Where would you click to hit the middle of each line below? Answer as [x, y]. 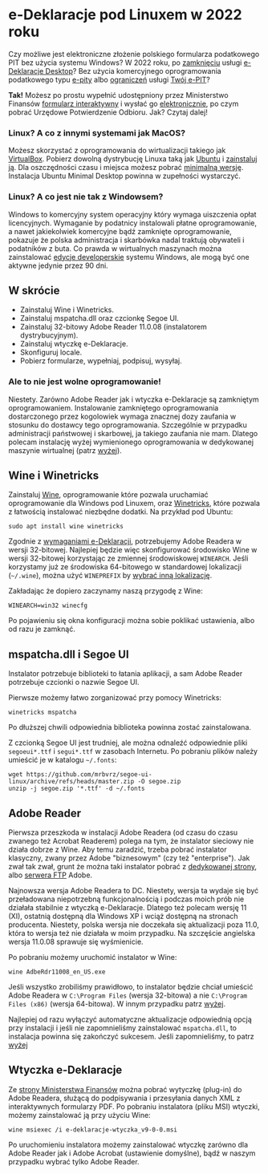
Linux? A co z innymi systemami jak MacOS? [97, 132]
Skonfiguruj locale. [51, 352]
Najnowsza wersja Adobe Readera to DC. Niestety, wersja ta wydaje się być [134, 891]
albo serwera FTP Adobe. [51, 875]
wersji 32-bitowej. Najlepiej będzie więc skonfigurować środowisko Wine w [133, 550]
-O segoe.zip [159, 782]
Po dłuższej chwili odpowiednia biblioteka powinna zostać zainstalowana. [130, 727]
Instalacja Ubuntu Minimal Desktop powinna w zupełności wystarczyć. [124, 176]
